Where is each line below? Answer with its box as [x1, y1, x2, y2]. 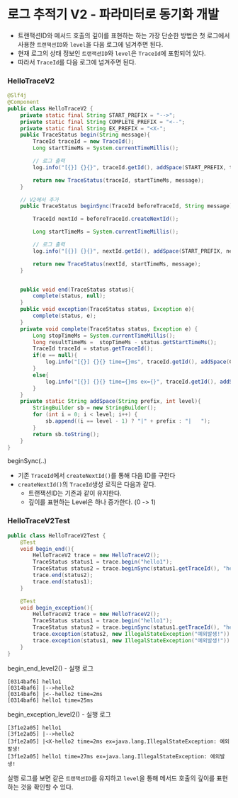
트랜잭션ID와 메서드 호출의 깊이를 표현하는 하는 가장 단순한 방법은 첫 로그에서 [17, 31, 230, 40]
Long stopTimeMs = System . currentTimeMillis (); [33, 332, 176, 339]
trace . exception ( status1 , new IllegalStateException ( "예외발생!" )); [33, 637, 234, 644]
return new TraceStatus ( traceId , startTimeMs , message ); [33, 176, 204, 184]
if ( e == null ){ [33, 352, 78, 359]
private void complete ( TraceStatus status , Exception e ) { [20, 325, 198, 333]
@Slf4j [7, 92, 27, 99]
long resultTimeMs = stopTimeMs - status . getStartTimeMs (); [33, 338, 217, 346]
